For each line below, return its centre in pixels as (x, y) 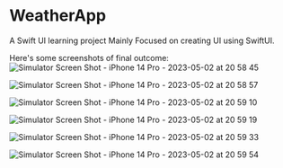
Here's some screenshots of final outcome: (89, 57)
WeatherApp (57, 16)
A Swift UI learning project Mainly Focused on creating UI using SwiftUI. (142, 40)
